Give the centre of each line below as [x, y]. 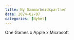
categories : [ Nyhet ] [26, 19]
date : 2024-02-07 [23, 14]
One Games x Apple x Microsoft [37, 33]
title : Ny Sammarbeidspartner [36, 10]
